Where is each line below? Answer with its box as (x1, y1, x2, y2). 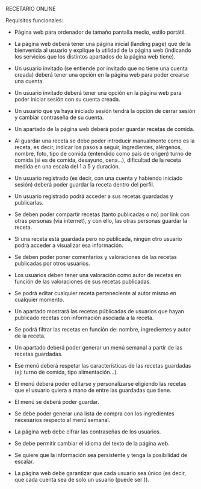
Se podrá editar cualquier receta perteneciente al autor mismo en (14, 290, 177, 296)
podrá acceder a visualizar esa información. (14, 241, 124, 249)
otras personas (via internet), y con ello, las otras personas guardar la (14, 217, 188, 224)
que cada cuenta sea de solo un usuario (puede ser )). (14, 476, 150, 483)
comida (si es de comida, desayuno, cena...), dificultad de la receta (14, 156, 181, 164)
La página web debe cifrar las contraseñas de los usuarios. (14, 428, 161, 435)
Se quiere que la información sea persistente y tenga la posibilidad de (14, 452, 188, 458)
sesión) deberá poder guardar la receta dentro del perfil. (14, 181, 155, 188)
